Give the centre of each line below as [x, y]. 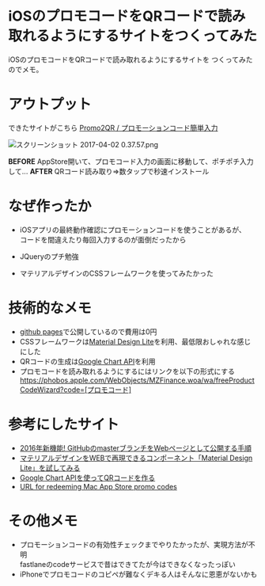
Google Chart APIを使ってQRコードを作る [87, 478]
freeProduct [235, 380]
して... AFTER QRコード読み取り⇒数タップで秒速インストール [109, 171]
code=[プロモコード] [97, 390]
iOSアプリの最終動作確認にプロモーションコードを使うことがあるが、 [131, 230]
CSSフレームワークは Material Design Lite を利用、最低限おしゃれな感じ [135, 341]
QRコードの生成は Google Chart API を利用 [87, 361]
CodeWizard [40, 390]
